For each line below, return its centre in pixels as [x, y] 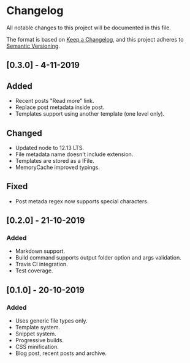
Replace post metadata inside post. [60, 107]
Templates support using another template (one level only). [90, 114]
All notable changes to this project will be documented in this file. [89, 28]
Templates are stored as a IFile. [55, 160]
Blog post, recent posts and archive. [61, 353]
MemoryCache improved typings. [57, 167]
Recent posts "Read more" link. [55, 101]
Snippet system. [36, 334]
